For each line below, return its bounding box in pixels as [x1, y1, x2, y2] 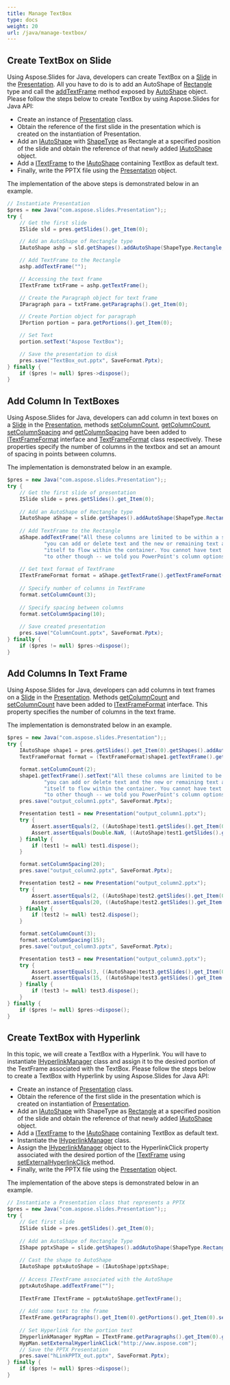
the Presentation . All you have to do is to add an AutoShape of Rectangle [7, 80, 212, 89]
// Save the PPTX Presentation [19, 1346, 109, 1353]
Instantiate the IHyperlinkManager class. [16, 1137, 131, 1145]
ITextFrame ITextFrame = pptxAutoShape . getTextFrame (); [19, 1295, 183, 1302]
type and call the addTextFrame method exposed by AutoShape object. [7, 87, 208, 96]
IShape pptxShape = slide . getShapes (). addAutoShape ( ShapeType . [19, 1244, 204, 1251]
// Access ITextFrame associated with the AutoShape [19, 1276, 173, 1283]
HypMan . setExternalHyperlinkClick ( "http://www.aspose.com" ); [19, 1340, 197, 1347]
